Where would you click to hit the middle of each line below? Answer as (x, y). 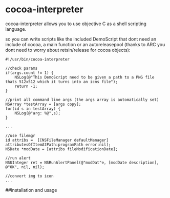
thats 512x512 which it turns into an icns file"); (61, 82)
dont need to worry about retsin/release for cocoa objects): (68, 50)
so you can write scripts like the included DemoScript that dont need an (81, 39)
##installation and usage (31, 190)
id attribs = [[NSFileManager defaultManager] (57, 140)
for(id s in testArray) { (33, 109)
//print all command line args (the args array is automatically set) (82, 100)
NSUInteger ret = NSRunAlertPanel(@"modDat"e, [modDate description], (82, 163)
